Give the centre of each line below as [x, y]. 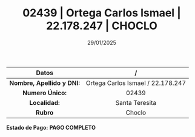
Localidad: [45, 102]
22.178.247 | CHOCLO [102, 26]
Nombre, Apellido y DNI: [45, 83]
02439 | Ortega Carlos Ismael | [102, 13]
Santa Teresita [136, 102]
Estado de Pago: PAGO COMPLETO [51, 127]
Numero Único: [45, 93]
